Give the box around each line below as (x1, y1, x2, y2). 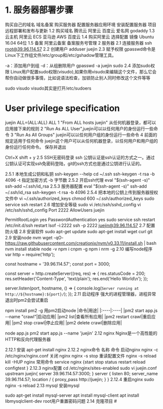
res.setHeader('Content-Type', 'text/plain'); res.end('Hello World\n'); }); (5, 275, 148, 282)
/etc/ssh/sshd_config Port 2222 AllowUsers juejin (5, 207, 105, 213)
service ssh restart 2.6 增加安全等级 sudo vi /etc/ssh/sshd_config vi (5, 201, 141, 207)
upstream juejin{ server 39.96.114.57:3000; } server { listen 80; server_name (5, 370, 158, 376)
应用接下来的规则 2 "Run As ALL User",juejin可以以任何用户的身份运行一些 (5, 125, 154, 131)
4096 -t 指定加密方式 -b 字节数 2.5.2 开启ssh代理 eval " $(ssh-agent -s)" (5, 177, 150, 183)
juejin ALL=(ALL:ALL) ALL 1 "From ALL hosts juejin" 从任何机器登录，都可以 (5, 120, 156, 125)
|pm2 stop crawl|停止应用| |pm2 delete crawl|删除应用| (12, 319, 122, 326)
